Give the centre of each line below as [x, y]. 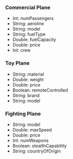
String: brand [26, 95]
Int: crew [21, 50]
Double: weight [28, 79]
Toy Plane [17, 63]
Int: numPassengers [33, 18]
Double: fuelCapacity [34, 39]
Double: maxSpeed [32, 129]
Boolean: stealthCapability [39, 145]
